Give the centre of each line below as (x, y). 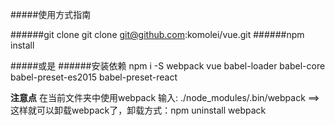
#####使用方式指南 (51, 14)
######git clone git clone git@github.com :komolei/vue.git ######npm (157, 34)
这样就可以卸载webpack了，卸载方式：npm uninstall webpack (138, 110)
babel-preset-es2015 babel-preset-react (94, 77)
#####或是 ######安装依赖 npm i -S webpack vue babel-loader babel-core (168, 66)
